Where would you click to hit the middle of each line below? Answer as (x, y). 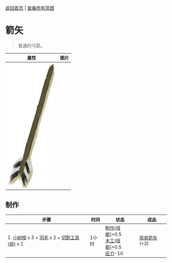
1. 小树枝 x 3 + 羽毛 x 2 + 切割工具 (44, 237)
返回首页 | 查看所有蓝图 (30, 8)
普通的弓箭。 (31, 45)
